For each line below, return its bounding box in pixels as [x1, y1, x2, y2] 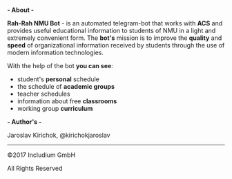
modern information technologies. [7, 48, 104, 56]
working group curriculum [17, 105, 93, 112]
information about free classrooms [17, 97, 117, 105]
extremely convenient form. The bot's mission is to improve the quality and [7, 34, 222, 42]
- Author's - [7, 118, 42, 126]
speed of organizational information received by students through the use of [7, 41, 225, 49]
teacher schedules [17, 89, 70, 98]
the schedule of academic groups [17, 83, 115, 90]
